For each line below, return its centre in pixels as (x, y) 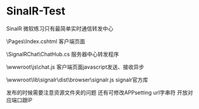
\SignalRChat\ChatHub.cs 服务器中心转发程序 (63, 54)
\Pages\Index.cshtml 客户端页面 (46, 41)
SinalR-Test (36, 11)
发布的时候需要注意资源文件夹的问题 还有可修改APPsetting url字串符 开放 (97, 92)
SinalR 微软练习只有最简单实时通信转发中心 (60, 28)
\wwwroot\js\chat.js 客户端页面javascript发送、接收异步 (75, 67)
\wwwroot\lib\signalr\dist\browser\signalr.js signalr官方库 (77, 79)
